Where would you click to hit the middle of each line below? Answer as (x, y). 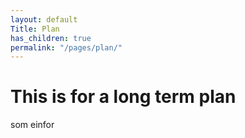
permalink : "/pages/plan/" (66, 47)
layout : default (44, 19)
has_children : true (51, 38)
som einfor (32, 125)
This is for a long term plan (123, 97)
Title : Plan (35, 29)
